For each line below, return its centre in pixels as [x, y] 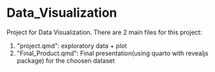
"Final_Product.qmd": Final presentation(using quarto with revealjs [112, 53]
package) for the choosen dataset [65, 60]
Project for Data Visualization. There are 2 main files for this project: [104, 32]
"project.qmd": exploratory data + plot [72, 45]
